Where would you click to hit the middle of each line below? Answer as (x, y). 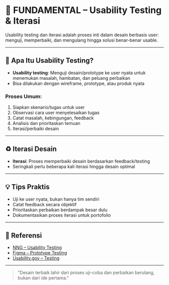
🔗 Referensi (24, 236)
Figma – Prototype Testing (39, 253)
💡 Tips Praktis (27, 187)
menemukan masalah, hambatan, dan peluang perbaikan (71, 78)
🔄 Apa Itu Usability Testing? (50, 60)
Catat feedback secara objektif (45, 204)
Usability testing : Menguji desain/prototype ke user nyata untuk (79, 73)
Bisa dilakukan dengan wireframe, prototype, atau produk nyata (78, 83)
